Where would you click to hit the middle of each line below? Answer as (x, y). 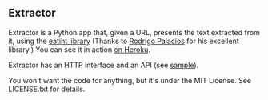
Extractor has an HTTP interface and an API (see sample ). (104, 65)
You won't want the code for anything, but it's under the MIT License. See (130, 80)
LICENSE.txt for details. (47, 89)
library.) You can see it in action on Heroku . (79, 49)
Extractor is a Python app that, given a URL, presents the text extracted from (134, 32)
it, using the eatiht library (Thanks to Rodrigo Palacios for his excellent (124, 41)
